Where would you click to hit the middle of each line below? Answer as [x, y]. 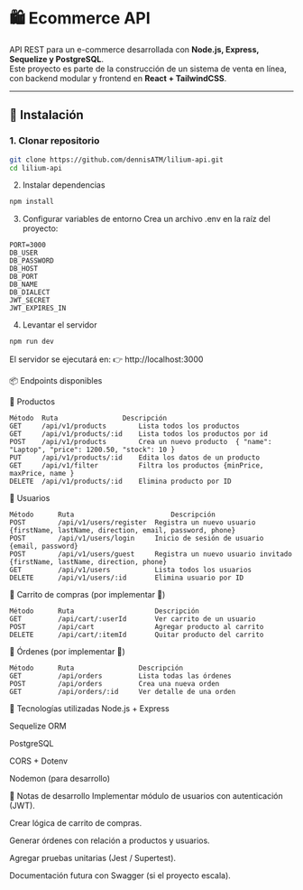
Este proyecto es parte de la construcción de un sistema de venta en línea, [148, 69]
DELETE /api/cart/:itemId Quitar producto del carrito [137, 635]
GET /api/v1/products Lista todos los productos [125, 426]
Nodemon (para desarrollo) [60, 779]
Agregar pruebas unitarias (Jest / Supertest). [93, 858]
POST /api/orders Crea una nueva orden [115, 684]
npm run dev [32, 342]
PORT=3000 [28, 246]
